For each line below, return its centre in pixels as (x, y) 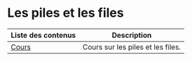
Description (132, 35)
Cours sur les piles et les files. (132, 47)
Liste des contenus (43, 35)
